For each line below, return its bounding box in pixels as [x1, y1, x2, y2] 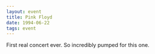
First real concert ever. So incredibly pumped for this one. [6, 42, 150, 49]
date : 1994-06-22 [6, 20, 50, 26]
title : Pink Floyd [6, 14, 52, 20]
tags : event [6, 25, 36, 31]
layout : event [6, 8, 42, 15]
